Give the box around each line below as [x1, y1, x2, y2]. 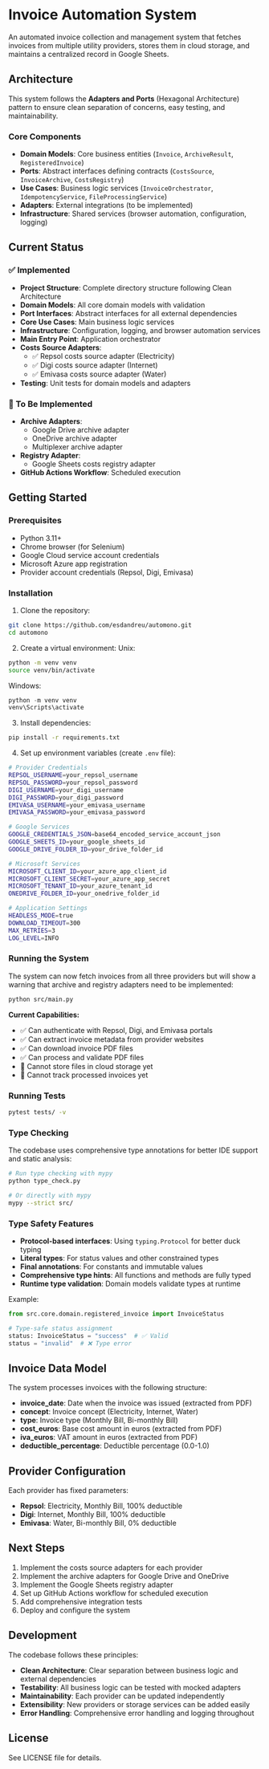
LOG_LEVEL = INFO [8, 933, 59, 942]
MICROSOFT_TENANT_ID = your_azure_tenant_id [8, 882, 153, 890]
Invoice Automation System [8, 6, 198, 24]
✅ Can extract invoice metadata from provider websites [19, 1034, 205, 1044]
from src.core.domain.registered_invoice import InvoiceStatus [8, 1310, 225, 1318]
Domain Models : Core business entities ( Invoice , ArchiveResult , [19, 149, 234, 159]
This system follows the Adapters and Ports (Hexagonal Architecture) [8, 94, 240, 104]
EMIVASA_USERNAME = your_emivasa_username [8, 801, 146, 809]
